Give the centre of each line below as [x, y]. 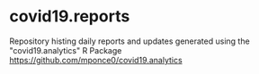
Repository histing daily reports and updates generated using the [129, 41]
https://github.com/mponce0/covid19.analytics [96, 60]
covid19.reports [70, 16]
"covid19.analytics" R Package [66, 50]
